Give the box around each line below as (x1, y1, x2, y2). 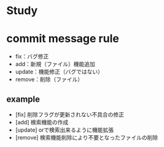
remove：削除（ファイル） (15, 76, 84, 83)
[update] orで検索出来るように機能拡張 (15, 126, 114, 134)
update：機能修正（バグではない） (15, 68, 103, 75)
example (6, 94, 41, 104)
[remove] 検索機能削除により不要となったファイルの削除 (15, 134, 158, 141)
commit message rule (6, 32, 120, 46)
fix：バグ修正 (15, 53, 49, 60)
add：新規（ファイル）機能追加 (15, 61, 95, 68)
